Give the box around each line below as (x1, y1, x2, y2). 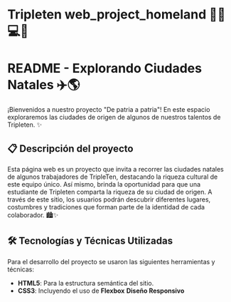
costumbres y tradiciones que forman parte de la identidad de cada (7, 202, 205, 211)
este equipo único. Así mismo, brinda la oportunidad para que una (7, 179, 201, 188)
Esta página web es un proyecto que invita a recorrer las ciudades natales (7, 165, 224, 173)
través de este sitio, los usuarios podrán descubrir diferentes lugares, (7, 195, 211, 204)
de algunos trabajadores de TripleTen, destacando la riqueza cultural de (7, 172, 218, 181)
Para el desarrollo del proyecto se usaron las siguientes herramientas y (7, 257, 215, 266)
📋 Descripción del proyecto (7, 142, 134, 155)
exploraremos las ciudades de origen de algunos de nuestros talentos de (7, 113, 221, 122)
